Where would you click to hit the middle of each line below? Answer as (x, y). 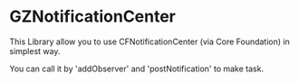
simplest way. (35, 51)
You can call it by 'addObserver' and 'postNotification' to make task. (137, 69)
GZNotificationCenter (93, 17)
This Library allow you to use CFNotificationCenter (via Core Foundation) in (149, 41)
